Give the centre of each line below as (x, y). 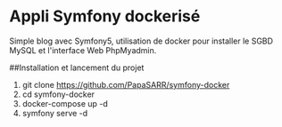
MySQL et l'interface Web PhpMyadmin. (83, 50)
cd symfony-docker (58, 94)
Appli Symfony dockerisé (105, 16)
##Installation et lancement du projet (77, 67)
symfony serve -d (55, 113)
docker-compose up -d (65, 103)
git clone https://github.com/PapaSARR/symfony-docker (126, 84)
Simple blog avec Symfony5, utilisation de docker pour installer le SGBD (141, 41)
